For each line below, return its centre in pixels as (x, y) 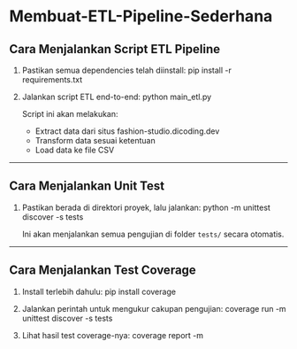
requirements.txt (52, 80)
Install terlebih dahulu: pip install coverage (99, 291)
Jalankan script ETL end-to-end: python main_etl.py (117, 97)
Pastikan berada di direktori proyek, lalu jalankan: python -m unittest (146, 207)
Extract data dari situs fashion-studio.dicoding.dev (127, 131)
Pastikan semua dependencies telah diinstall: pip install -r (127, 70)
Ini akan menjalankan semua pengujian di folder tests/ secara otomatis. (153, 234)
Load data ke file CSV (75, 150)
